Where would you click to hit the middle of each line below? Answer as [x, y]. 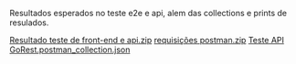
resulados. [29, 23]
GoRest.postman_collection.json [70, 50]
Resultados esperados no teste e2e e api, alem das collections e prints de [148, 13]
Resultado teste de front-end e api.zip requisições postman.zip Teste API [147, 40]
